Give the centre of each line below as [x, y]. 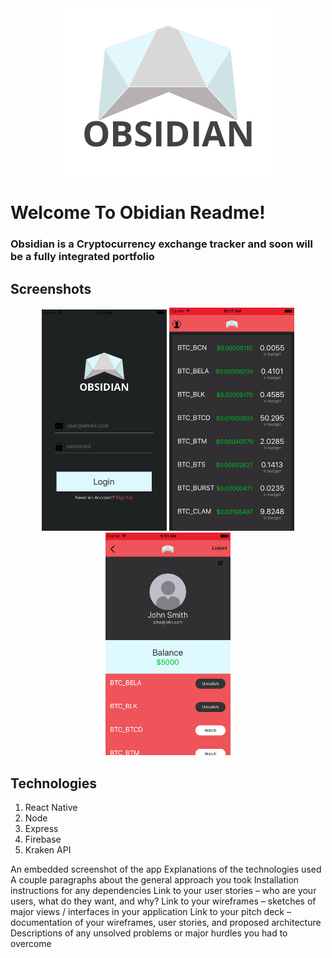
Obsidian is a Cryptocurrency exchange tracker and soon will [161, 244]
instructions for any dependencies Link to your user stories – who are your [163, 891]
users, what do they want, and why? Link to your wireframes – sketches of [163, 901]
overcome [31, 944]
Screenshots [51, 288]
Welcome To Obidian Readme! [138, 213]
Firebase [43, 839]
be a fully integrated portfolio [82, 257]
